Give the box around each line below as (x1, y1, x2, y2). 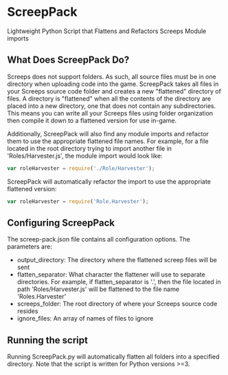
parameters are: (7, 242, 53, 251)
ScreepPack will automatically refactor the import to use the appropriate (7, 177, 212, 186)
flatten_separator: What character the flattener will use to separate (16, 270, 206, 279)
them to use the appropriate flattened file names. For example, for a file (7, 137, 209, 145)
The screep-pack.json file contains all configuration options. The (7, 235, 190, 244)
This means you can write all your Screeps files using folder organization (7, 109, 214, 117)
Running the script (7, 334, 88, 346)
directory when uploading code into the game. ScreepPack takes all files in (7, 80, 219, 88)
